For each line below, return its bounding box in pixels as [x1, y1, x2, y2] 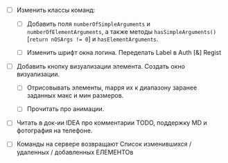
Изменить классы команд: [16, 6, 96, 14]
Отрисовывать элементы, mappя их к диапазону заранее [26, 83, 198, 92]
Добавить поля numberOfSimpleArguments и [26, 20, 150, 28]
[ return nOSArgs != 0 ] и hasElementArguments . [26, 35, 159, 44]
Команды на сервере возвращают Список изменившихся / [16, 140, 192, 148]
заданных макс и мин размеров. [26, 92, 124, 100]
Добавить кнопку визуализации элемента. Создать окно [16, 62, 185, 71]
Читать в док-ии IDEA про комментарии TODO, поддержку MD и [16, 119, 207, 127]
